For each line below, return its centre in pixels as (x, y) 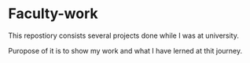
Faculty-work (53, 14)
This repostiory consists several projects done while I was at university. (124, 35)
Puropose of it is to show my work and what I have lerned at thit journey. (125, 50)
